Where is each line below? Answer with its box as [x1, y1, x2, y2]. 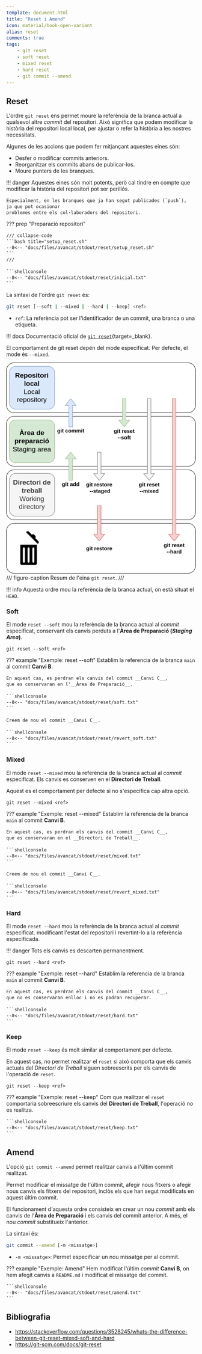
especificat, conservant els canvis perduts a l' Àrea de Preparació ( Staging [6, 627, 192, 634]
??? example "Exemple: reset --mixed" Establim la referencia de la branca [6, 810, 188, 817]
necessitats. [6, 131, 37, 138]
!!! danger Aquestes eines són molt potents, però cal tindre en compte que [6, 179, 191, 186]
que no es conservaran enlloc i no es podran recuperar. [6, 994, 152, 1000]
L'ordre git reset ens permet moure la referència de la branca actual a [6, 112, 182, 120]
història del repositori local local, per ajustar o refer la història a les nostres [6, 125, 191, 132]
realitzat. [6, 1169, 28, 1177]
